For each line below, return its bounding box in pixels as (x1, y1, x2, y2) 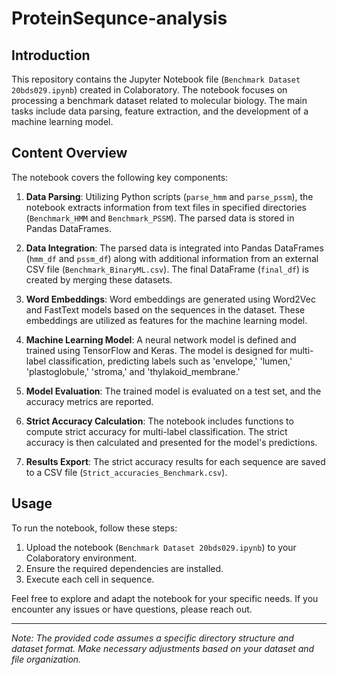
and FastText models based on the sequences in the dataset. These (25, 303, 306, 316)
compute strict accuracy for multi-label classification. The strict (25, 425, 288, 437)
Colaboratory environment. (25, 552, 138, 564)
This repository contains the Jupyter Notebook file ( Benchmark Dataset (11, 73, 301, 85)
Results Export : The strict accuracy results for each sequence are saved (25, 455, 326, 467)
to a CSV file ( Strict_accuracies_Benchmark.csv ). (25, 466, 228, 478)
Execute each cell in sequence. (25, 573, 155, 585)
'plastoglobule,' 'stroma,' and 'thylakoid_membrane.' (25, 365, 241, 377)
